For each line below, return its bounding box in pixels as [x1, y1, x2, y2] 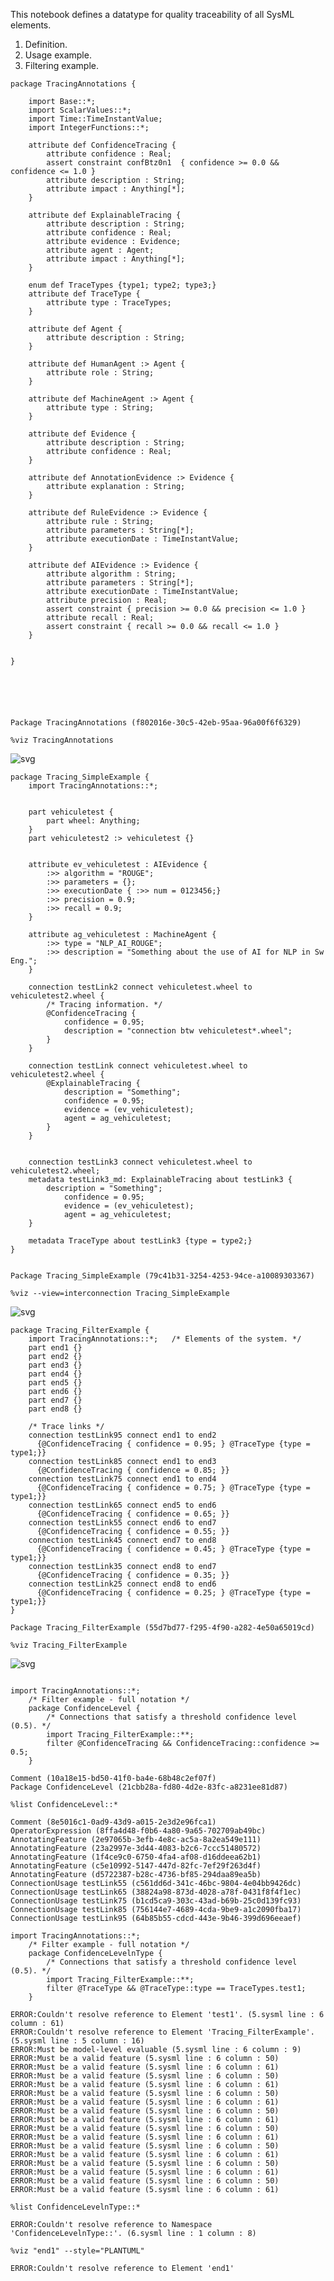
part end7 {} [28, 1395, 83, 1405]
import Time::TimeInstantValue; [28, 114, 163, 124]
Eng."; [10, 956, 38, 966]
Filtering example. [24, 60, 100, 71]
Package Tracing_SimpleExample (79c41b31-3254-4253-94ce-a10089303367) [10, 1271, 315, 1281]
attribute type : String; [46, 403, 155, 413]
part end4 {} [28, 1369, 83, 1379]
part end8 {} [28, 1404, 83, 1414]
